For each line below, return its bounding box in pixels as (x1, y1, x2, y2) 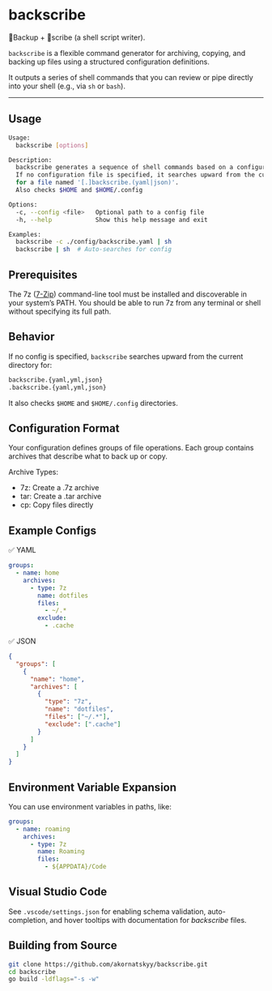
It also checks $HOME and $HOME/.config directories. (8, 398, 178, 408)
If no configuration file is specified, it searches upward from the (15, 171, 255, 179)
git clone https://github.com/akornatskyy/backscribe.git (8, 960, 208, 968)
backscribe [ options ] (15, 141, 89, 149)
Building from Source (8, 938, 117, 953)
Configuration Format (8, 421, 120, 435)
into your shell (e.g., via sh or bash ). (8, 81, 125, 91)
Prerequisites (8, 267, 78, 281)
